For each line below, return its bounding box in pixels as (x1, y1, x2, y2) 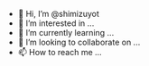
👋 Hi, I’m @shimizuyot (17, 9, 99, 19)
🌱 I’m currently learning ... (17, 28, 115, 37)
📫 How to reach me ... (17, 47, 102, 57)
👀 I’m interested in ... (17, 18, 95, 29)
